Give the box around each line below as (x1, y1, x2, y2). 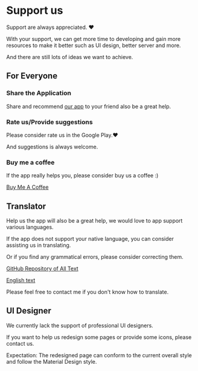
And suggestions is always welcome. (6, 143, 98, 150)
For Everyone (6, 71, 58, 81)
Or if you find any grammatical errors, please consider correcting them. (6, 253, 184, 261)
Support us (6, 4, 63, 17)
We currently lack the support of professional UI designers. (6, 322, 154, 329)
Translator (6, 201, 46, 211)
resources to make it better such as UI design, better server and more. (6, 42, 181, 49)
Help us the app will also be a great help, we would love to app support (6, 217, 183, 224)
